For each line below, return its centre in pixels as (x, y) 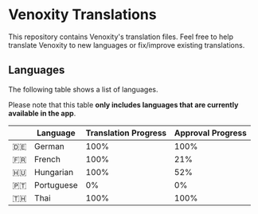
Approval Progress (210, 133)
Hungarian (54, 172)
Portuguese (56, 185)
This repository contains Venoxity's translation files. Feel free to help (121, 37)
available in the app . (42, 113)
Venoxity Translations (82, 15)
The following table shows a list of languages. (83, 89)
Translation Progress (126, 133)
